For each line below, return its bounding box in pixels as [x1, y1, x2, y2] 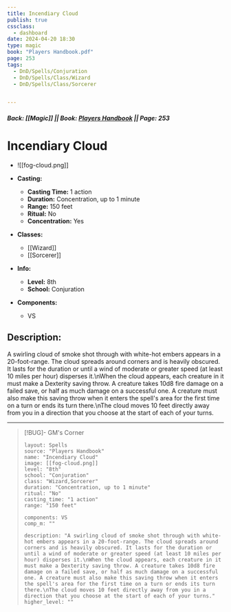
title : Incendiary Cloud [7, 10, 78, 17]
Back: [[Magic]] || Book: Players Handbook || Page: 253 [7, 114, 170, 122]
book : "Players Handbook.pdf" [7, 49, 94, 56]
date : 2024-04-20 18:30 [7, 36, 76, 43]
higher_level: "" [23, 598, 74, 605]
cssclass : [7, 23, 36, 30]
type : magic [7, 42, 41, 49]
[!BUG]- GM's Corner [23, 428, 85, 436]
